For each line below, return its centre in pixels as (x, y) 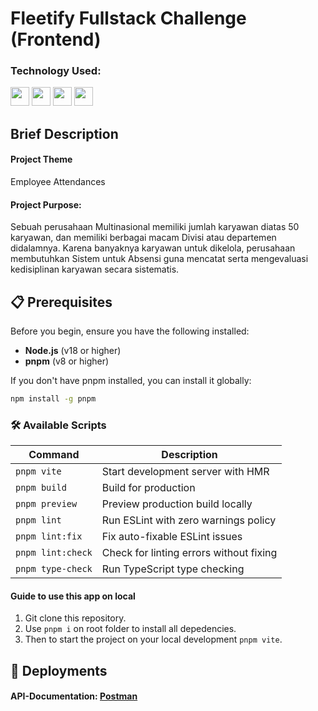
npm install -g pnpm (53, 399)
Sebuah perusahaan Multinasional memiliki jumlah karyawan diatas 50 (155, 227)
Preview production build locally (177, 504)
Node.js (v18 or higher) (73, 351)
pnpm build (41, 488)
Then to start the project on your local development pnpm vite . (153, 639)
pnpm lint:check (54, 553)
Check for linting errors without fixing (189, 553)
